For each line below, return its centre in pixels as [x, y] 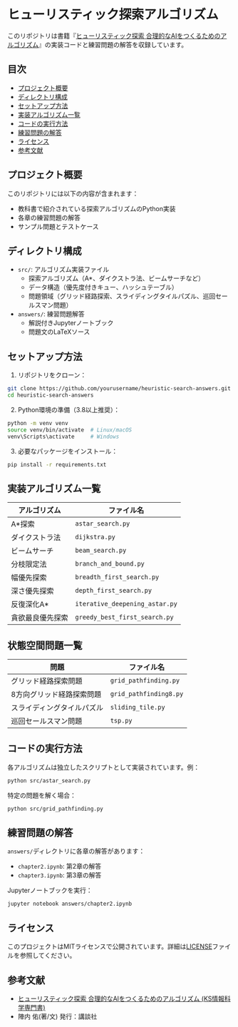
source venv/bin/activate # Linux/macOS [70, 430]
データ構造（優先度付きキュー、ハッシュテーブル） [103, 287]
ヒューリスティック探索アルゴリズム [113, 15]
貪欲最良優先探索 [40, 618]
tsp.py [121, 721]
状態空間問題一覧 [45, 645]
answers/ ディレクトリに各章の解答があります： [76, 851]
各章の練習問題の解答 [49, 218]
